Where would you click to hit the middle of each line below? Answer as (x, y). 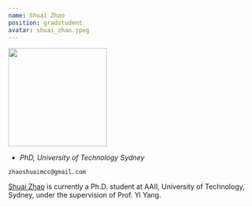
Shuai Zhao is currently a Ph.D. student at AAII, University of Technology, (127, 187)
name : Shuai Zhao (37, 15)
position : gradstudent (45, 23)
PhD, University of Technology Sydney (82, 157)
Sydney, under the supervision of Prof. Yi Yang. (85, 195)
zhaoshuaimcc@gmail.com (47, 172)
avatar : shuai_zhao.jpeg (49, 30)
